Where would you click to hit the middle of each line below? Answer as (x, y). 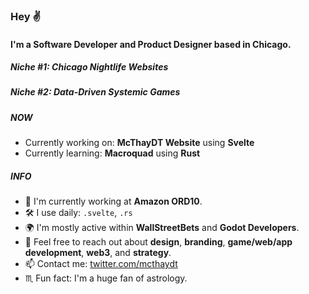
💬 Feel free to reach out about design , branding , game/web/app (158, 242)
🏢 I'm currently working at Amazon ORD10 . (113, 201)
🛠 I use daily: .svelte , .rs (78, 213)
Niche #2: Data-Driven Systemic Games (95, 92)
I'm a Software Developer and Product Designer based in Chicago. (151, 44)
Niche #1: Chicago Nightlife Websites (89, 67)
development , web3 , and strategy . (98, 253)
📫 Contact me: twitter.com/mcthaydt (101, 264)
